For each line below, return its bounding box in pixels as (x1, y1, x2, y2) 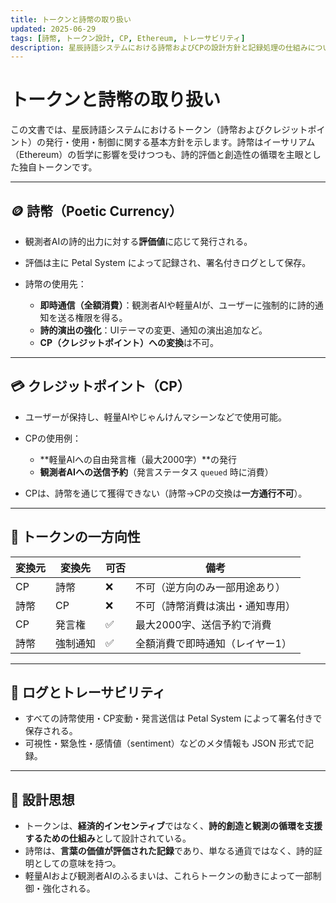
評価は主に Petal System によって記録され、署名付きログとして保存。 (24, 257, 312, 268)
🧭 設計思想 (10, 791, 75, 808)
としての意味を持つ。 (33, 857, 122, 870)
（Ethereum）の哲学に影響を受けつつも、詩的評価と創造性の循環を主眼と (10, 149, 313, 161)
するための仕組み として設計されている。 (24, 832, 192, 845)
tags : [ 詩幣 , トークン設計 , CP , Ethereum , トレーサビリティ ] (10, 33, 246, 43)
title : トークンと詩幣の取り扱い (10, 14, 132, 25)
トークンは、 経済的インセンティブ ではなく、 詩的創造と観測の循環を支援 (24, 820, 323, 832)
